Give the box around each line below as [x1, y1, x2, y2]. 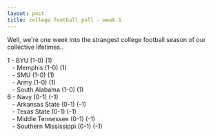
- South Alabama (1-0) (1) [12, 85, 84, 94]
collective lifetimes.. [7, 43, 64, 51]
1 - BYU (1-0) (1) [7, 56, 53, 64]
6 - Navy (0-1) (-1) [7, 92, 59, 101]
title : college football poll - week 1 [7, 17, 122, 23]
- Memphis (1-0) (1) [12, 63, 67, 72]
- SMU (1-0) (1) [12, 70, 55, 79]
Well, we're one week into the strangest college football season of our [7, 35, 206, 43]
